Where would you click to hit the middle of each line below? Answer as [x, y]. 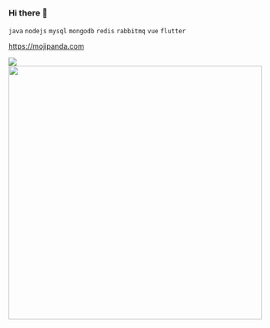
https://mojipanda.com [46, 46]
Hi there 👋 [28, 13]
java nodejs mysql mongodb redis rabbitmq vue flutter [97, 32]
